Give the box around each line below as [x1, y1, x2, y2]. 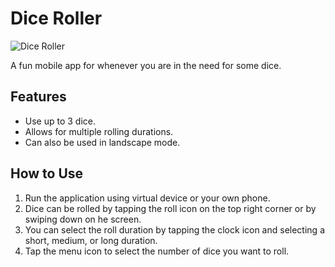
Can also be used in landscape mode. [24, 136, 181, 148]
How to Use [10, 165, 84, 182]
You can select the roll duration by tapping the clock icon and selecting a [24, 223, 325, 236]
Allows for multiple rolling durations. [24, 125, 174, 137]
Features [10, 88, 67, 106]
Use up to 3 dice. [24, 115, 97, 127]
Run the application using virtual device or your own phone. [24, 192, 271, 204]
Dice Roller [10, 7, 103, 30]
